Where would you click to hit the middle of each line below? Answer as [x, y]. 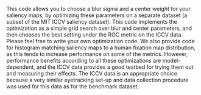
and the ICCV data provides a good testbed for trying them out [115, 67]
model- [171, 61]
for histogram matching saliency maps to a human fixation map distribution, [101, 47]
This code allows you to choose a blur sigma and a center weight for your [98, 9]
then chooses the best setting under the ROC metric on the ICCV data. [95, 35]
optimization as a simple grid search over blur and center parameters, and [99, 28]
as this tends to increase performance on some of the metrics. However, [97, 54]
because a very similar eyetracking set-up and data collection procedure [97, 80]
